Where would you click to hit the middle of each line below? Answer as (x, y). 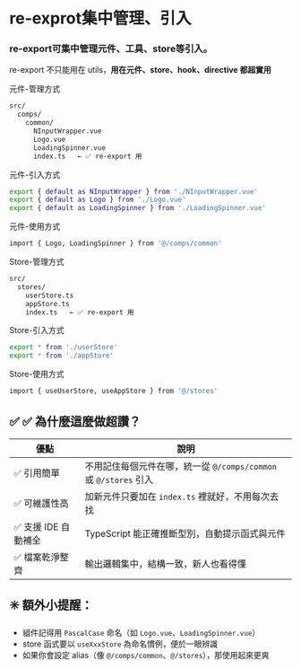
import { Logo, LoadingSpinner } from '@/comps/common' (116, 243)
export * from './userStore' (64, 348)
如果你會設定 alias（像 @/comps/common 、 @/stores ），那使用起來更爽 (146, 655)
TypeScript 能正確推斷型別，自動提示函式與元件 (185, 533)
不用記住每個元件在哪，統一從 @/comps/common (181, 466)
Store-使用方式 (37, 374)
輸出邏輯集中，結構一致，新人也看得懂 (165, 564)
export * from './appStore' (62, 356)
